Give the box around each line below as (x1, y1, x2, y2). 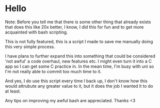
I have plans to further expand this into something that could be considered (5, 53, 156, 59)
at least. (5, 88, 21, 94)
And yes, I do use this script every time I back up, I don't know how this (5, 78, 148, 84)
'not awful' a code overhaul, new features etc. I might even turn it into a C (5, 58, 152, 64)
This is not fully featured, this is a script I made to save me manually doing (5, 38, 153, 44)
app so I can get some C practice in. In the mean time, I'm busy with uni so (5, 63, 154, 69)
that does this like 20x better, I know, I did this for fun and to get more (5, 24, 144, 30)
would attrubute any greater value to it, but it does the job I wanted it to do (5, 83, 154, 89)
